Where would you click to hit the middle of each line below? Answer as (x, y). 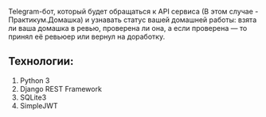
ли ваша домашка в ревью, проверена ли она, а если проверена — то (128, 28)
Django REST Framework (61, 89)
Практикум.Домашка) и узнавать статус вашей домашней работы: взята (133, 20)
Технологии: (41, 61)
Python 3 (35, 80)
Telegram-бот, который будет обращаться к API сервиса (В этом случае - (133, 11)
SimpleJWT (39, 105)
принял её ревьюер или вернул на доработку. (87, 36)
